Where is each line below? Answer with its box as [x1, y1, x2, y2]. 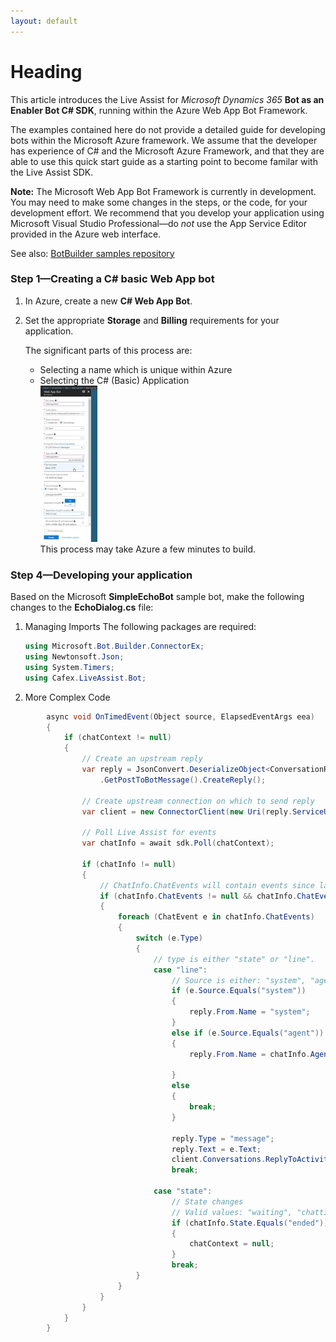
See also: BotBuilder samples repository [10, 247, 175, 259]
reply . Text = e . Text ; [171, 1144, 262, 1154]
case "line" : [153, 965, 208, 975]
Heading [10, 60, 83, 83]
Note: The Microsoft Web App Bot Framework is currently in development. [10, 185, 317, 197]
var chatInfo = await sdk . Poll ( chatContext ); [81, 838, 275, 849]
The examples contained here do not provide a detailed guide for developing [10, 123, 326, 135]
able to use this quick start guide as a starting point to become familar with [10, 155, 318, 167]
